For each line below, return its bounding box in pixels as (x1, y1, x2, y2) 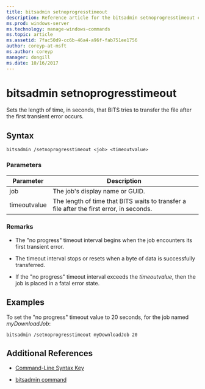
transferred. (15, 261, 46, 268)
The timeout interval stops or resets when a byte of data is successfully (15, 254, 195, 262)
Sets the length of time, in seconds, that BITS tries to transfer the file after (6, 106, 192, 113)
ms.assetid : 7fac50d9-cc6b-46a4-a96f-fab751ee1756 (6, 37, 138, 43)
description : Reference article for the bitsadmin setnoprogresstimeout (6, 15, 195, 21)
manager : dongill (6, 54, 51, 60)
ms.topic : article (6, 32, 53, 38)
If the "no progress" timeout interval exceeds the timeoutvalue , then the (15, 273, 196, 280)
